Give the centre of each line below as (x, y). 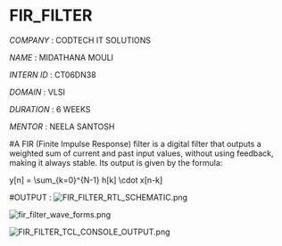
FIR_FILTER (51, 16)
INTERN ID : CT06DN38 (53, 74)
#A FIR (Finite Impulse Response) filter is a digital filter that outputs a (135, 143)
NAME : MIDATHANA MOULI (62, 57)
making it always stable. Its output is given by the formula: (116, 162)
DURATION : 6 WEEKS (50, 109)
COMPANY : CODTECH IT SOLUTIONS (80, 40)
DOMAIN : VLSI (37, 92)
